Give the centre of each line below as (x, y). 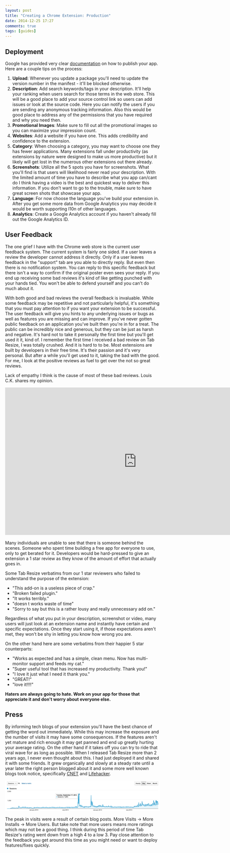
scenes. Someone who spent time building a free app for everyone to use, (80, 548)
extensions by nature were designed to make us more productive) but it (85, 156)
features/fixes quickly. (28, 845)
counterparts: (19, 648)
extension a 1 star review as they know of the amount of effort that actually (81, 559)
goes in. (13, 563)
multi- (142, 658)
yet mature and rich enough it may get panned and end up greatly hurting (79, 742)
